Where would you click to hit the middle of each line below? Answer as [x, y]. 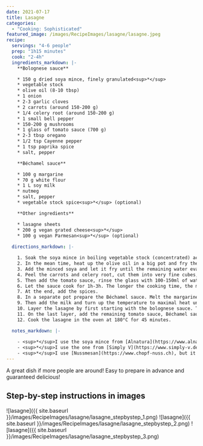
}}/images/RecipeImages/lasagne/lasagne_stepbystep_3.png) [83, 436]
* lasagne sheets [39, 224]
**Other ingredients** [46, 213]
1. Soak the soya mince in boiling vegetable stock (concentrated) [104, 258]
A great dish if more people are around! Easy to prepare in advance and [95, 370]
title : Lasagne [25, 18]
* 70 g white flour [42, 180]
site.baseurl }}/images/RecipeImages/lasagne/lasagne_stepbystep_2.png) [98, 423]
